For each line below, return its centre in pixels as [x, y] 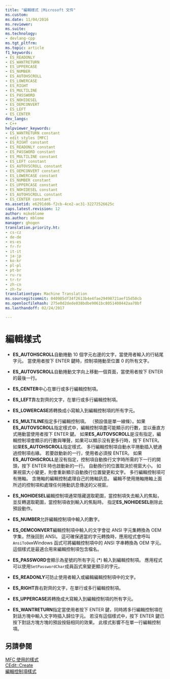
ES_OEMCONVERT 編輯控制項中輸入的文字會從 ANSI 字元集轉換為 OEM [87, 530]
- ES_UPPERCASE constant [31, 185]
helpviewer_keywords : [28, 128]
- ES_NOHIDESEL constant [31, 190]
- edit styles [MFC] [27, 138]
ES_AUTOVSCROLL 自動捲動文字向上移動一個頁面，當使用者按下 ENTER [88, 372]
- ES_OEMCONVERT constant [32, 171]
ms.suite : [16, 29]
